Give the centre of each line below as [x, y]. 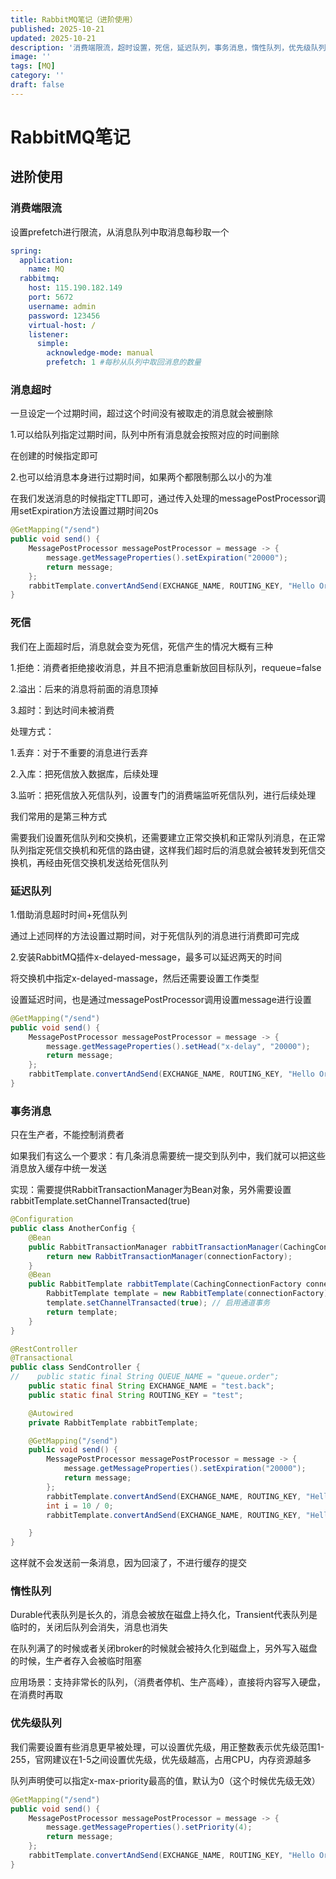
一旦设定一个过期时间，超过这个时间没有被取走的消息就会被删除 [141, 413]
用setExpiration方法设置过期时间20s [84, 511]
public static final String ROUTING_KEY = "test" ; [136, 1395]
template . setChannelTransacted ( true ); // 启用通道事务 [158, 1303]
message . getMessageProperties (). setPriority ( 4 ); [149, 1827]
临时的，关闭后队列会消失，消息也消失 [89, 1627]
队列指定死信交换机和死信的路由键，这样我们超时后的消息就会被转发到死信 [163, 850]
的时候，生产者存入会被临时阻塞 [76, 1661]
